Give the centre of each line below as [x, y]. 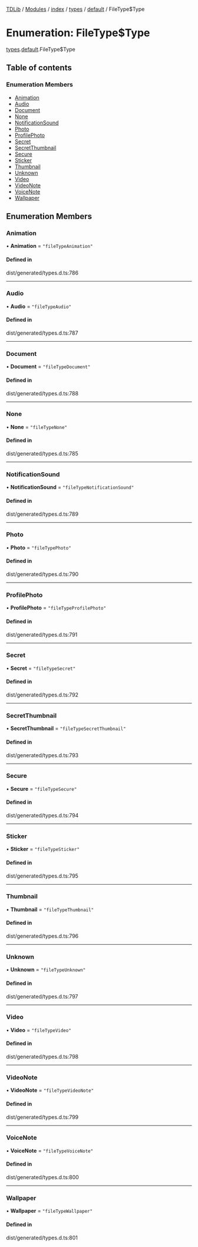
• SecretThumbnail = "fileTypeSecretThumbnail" [66, 728]
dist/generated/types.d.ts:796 [42, 936]
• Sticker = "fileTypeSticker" [43, 849]
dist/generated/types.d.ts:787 [42, 333]
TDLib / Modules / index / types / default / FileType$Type [75, 9]
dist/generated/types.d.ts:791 [42, 634]
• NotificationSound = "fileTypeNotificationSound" [70, 487]
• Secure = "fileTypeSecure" [42, 788]
